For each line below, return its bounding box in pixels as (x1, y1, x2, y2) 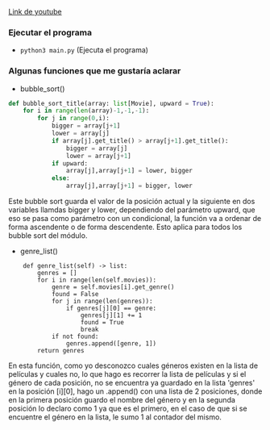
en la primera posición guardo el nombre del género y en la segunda (8, 395, 236, 405)
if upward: (51, 159, 89, 168)
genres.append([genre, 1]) (65, 340, 157, 348)
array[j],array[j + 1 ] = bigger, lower (65, 182, 193, 190)
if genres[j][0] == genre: (65, 304, 157, 313)
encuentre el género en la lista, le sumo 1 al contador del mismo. (8, 412, 222, 422)
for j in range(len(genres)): (51, 298, 153, 306)
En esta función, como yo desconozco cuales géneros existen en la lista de (8, 361, 259, 370)
